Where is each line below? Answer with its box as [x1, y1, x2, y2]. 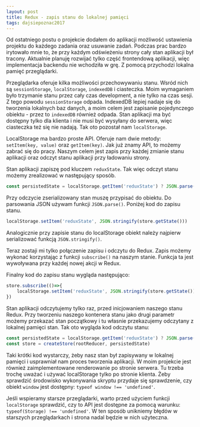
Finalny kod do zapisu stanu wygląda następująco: [6, 272, 130, 279]
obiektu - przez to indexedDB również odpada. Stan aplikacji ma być [6, 111, 171, 118]
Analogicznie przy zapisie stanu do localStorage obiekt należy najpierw [6, 229, 181, 236]
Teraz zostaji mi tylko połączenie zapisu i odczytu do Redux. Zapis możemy [6, 247, 192, 254]
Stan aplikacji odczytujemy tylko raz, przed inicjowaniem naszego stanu [6, 304, 183, 311]
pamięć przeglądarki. [6, 68, 58, 75]
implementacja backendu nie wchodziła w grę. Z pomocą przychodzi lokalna [6, 61, 194, 68]
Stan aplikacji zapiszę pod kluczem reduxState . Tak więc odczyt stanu [6, 166, 179, 173]
